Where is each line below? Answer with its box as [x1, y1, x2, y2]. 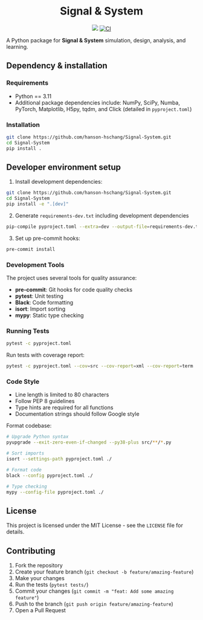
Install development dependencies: [14, 178, 103, 186]
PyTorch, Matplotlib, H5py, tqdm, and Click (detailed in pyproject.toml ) [14, 105, 192, 112]
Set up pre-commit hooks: [14, 234, 80, 242]
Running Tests [6, 326, 50, 335]
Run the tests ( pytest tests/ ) [14, 581, 89, 588]
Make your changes [14, 575, 65, 581]
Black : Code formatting [14, 299, 74, 306]
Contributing [6, 546, 56, 556]
